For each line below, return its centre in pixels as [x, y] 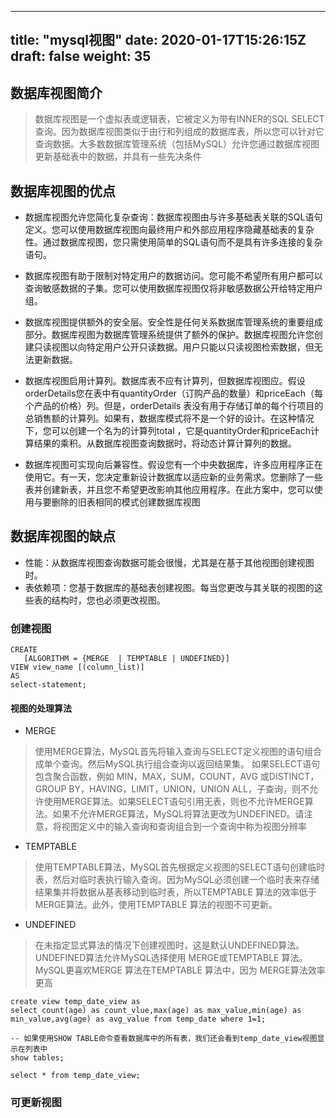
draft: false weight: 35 [81, 56]
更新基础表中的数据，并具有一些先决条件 [118, 157]
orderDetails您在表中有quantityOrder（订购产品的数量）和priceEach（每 [173, 393]
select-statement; [48, 685]
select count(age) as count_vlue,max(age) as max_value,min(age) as [156, 1011]
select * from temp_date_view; [75, 1076]
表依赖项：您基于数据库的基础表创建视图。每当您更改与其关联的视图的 [169, 587]
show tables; [37, 1058]
